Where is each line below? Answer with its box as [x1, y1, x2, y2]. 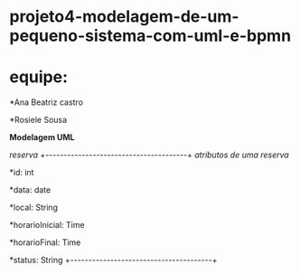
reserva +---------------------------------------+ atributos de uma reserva [9, 149, 289, 160]
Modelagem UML [9, 132, 75, 143]
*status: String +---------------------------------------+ [9, 255, 218, 266]
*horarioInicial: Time [9, 220, 85, 231]
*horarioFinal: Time [9, 237, 81, 248]
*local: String [9, 202, 59, 213]
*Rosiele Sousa [9, 115, 68, 126]
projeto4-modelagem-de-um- [9, 6, 239, 27]
